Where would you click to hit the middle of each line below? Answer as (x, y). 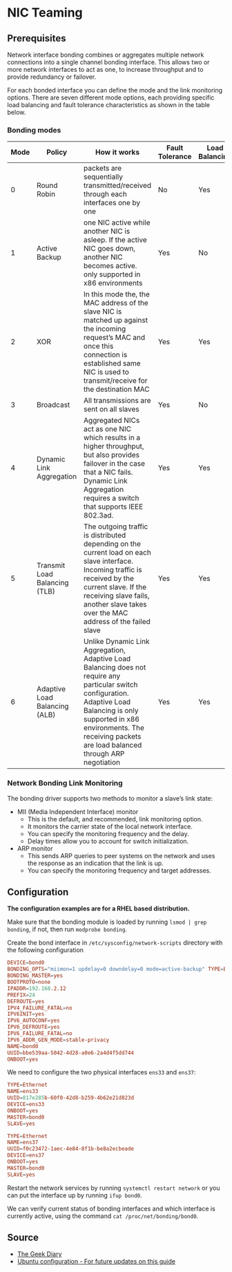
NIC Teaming (45, 13)
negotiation (102, 763)
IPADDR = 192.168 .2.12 (37, 988)
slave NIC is (103, 312)
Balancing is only (111, 711)
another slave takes (115, 605)
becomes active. (110, 266)
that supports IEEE (114, 507)
